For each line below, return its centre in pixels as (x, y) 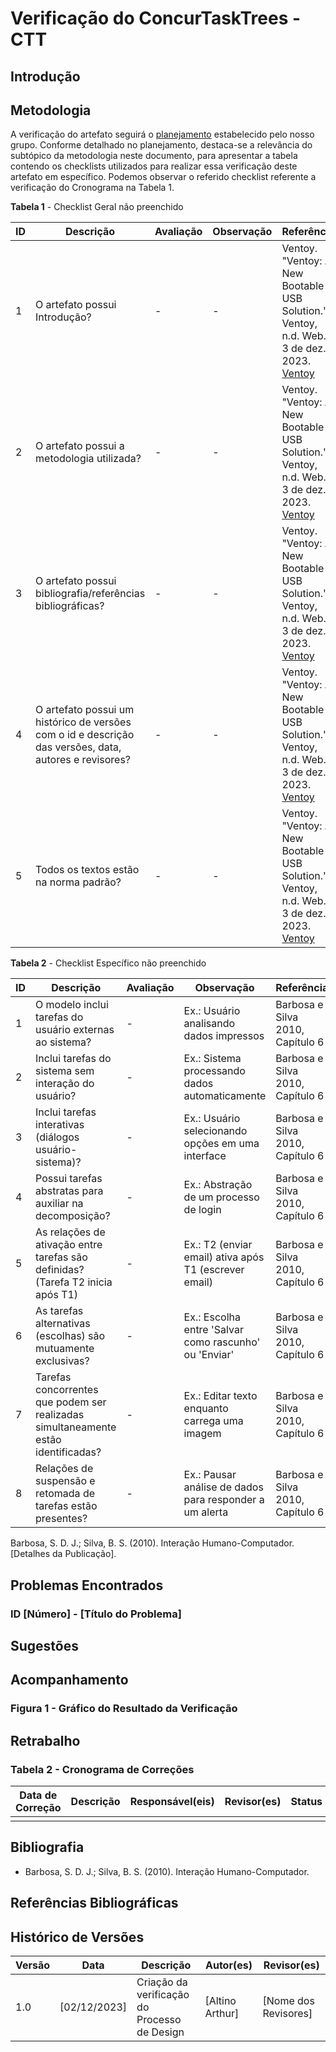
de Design (160, 2032)
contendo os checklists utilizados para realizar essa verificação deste (154, 166)
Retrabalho (45, 1740)
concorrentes (67, 1390)
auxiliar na (59, 1204)
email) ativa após (224, 1257)
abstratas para (69, 1191)
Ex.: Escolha (212, 1317)
